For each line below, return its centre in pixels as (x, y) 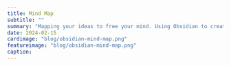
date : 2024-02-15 (32, 33)
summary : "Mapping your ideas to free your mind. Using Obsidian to (107, 26)
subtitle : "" (26, 20)
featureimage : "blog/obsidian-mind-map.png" (72, 45)
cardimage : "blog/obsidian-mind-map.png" (67, 39)
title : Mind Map (30, 13)
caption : (20, 52)
